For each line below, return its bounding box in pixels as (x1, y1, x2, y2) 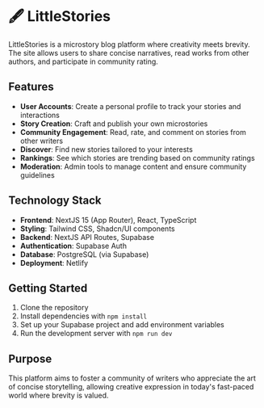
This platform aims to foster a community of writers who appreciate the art (8, 373, 257, 383)
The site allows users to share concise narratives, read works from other (8, 48, 249, 57)
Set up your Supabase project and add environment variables (19, 320, 224, 330)
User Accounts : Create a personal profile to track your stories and (19, 101, 241, 111)
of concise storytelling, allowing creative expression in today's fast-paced (8, 382, 254, 392)
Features (8, 80, 54, 94)
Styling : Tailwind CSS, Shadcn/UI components (19, 224, 175, 233)
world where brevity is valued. (8, 390, 109, 401)
